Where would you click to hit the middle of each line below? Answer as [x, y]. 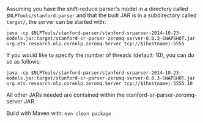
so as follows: [24, 61]
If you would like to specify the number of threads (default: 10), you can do [100, 55]
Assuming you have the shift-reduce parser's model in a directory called [97, 9]
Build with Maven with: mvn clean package [59, 113]
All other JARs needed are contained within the [66, 95]
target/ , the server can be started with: [56, 22]
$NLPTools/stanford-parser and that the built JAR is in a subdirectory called [102, 15]
